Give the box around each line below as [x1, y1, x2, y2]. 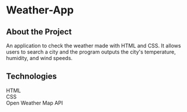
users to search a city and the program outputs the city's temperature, [6, 48, 176, 55]
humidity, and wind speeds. [6, 55, 73, 61]
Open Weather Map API [6, 99, 63, 106]
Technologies [6, 71, 57, 82]
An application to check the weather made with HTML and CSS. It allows [6, 42, 181, 49]
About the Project [6, 27, 72, 37]
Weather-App [6, 3, 74, 17]
